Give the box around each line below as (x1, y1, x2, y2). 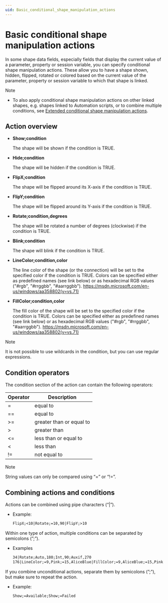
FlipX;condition (12, 174, 46, 181)
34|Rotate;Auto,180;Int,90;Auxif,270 (12, 555, 92, 560)
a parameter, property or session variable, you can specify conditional (5, 61, 150, 68)
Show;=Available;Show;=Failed (12, 593, 76, 598)
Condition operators (5, 368, 70, 377)
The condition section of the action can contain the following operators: (5, 382, 153, 388)
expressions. (5, 354, 32, 360)
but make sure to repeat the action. (5, 574, 78, 580)
